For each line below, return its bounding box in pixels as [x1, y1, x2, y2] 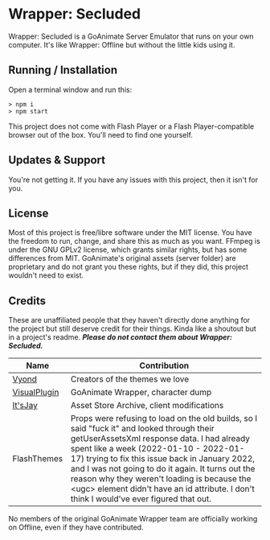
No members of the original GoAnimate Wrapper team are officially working [8, 514, 258, 524]
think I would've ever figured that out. [71, 493, 211, 505]
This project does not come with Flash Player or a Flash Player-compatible [8, 122, 255, 131]
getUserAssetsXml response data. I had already [71, 433, 251, 444]
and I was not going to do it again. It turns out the [71, 464, 256, 475]
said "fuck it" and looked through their [71, 423, 215, 435]
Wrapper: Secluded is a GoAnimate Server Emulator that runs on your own [8, 31, 255, 41]
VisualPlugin [12, 387, 59, 398]
